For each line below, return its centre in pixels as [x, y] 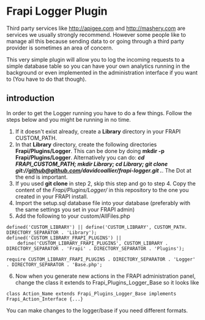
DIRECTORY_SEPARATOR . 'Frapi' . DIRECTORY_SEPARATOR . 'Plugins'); [95, 248]
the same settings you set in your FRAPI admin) [75, 209]
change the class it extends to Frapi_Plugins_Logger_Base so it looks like [107, 282]
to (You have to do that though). [47, 79]
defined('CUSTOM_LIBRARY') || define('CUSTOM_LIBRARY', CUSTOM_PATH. [97, 227]
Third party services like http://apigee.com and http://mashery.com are [96, 28]
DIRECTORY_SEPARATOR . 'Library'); [52, 233]
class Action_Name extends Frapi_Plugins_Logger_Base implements [91, 294]
